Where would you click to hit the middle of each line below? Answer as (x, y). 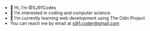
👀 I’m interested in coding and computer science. (61, 13)
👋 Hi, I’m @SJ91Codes (33, 8)
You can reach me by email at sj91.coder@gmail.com (64, 23)
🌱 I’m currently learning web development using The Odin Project (78, 18)
